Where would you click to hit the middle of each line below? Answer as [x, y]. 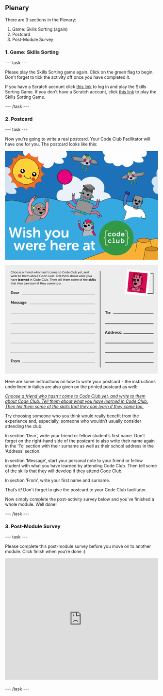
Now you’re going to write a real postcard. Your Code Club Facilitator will [78, 139]
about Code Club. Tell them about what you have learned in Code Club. [77, 401]
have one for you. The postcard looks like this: [51, 144]
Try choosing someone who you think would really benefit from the [72, 416]
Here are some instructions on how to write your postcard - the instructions [81, 381]
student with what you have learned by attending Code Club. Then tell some [81, 465]
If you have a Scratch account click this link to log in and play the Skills [76, 87]
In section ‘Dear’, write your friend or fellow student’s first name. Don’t [75, 435]
